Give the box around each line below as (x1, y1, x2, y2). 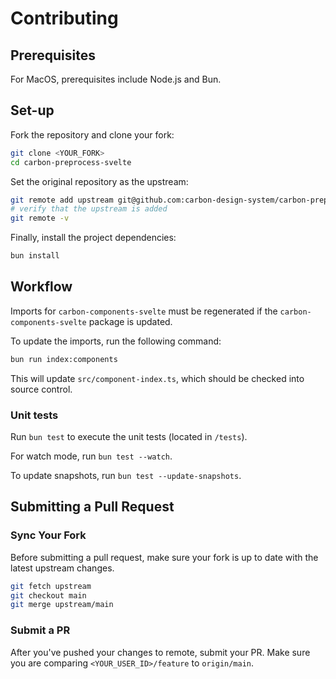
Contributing (10, 7, 119, 30)
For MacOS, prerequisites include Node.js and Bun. (10, 73, 222, 85)
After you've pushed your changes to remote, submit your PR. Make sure (10, 646, 311, 658)
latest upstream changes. (10, 562, 115, 574)
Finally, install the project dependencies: (10, 232, 177, 244)
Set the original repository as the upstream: (10, 175, 189, 187)
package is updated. (88, 315, 173, 327)
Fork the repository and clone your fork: (10, 128, 175, 141)
